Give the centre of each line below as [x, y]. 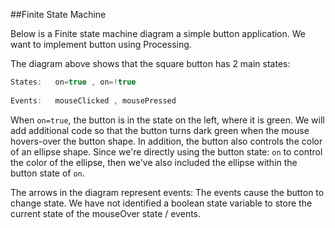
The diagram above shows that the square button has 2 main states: [150, 63]
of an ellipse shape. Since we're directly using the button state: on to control [166, 151]
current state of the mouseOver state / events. [106, 213]
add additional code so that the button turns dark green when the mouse [160, 130]
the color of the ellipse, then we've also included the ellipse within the [154, 162]
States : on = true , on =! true [73, 82]
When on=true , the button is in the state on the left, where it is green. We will [167, 120]
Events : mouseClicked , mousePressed [93, 100]
